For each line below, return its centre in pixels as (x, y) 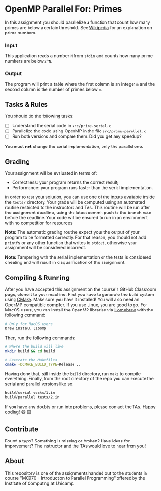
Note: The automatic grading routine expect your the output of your (73, 232)
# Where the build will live (34, 346)
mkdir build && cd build (30, 351)
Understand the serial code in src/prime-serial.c (62, 126)
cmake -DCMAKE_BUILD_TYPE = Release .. (43, 364)
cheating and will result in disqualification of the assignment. (65, 262)
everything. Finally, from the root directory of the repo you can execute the (79, 379)
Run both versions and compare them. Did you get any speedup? (77, 136)
